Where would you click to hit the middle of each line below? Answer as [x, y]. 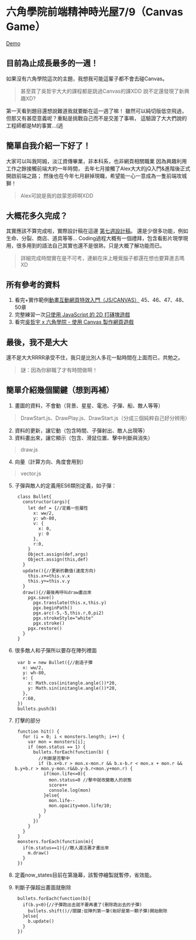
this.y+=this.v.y [49, 581]
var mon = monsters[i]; [57, 742]
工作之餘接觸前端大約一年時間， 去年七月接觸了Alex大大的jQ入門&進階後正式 [98, 169]
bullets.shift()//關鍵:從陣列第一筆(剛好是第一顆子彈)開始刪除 [98, 911]
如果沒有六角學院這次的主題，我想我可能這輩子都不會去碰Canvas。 [87, 78]
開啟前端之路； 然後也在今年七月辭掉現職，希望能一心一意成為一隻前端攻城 [97, 176]
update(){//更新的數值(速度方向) [59, 571]
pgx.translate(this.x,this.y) [70, 602]
